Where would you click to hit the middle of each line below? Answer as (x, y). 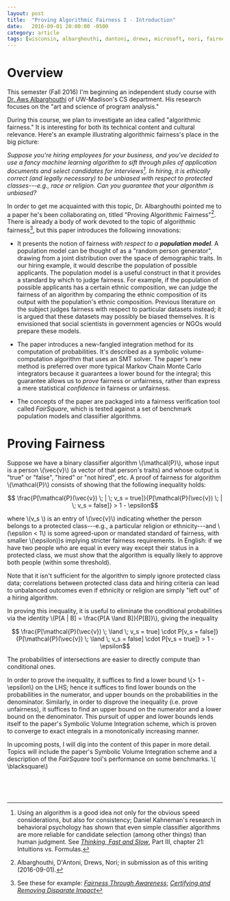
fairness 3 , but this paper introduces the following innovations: (94, 229)
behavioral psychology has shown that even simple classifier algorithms (118, 827)
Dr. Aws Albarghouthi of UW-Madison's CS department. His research (104, 100)
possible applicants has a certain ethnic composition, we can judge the (117, 287)
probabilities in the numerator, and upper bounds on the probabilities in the (113, 694)
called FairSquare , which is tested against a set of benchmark (104, 409)
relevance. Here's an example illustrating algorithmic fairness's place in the (113, 135)
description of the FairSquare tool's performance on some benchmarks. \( (112, 759)
